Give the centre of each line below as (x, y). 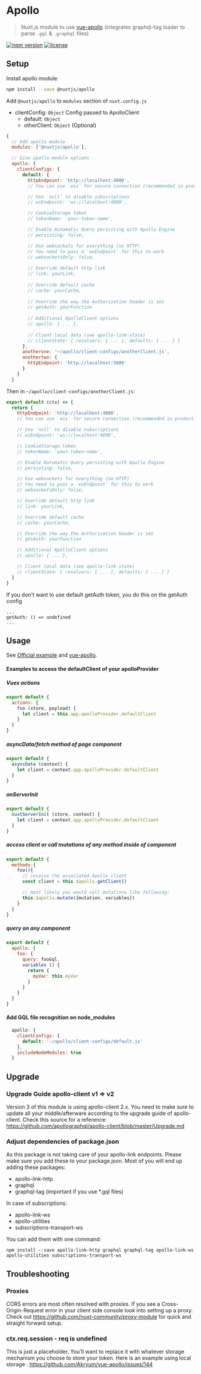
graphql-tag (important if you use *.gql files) (69, 1192)
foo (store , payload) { (47, 708)
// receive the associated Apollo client (74, 876)
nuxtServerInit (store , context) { (56, 815)
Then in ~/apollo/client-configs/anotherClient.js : (71, 391)
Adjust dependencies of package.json (63, 1141)
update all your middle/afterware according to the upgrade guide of (89, 1113)
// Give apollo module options (51, 158)
